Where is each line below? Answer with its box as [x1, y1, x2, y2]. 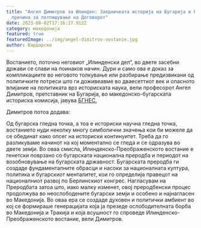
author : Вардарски [6, 42, 52, 48]
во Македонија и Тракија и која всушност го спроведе [6, 209, 145, 216]
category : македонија [6, 25, 60, 32]
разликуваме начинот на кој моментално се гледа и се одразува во [6, 139, 181, 146]
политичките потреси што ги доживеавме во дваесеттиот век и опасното [6, 77, 195, 84]
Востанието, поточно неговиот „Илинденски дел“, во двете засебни [6, 58, 179, 66]
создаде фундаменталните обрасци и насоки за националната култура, [6, 164, 190, 171]
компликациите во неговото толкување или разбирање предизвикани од [6, 71, 194, 78]
